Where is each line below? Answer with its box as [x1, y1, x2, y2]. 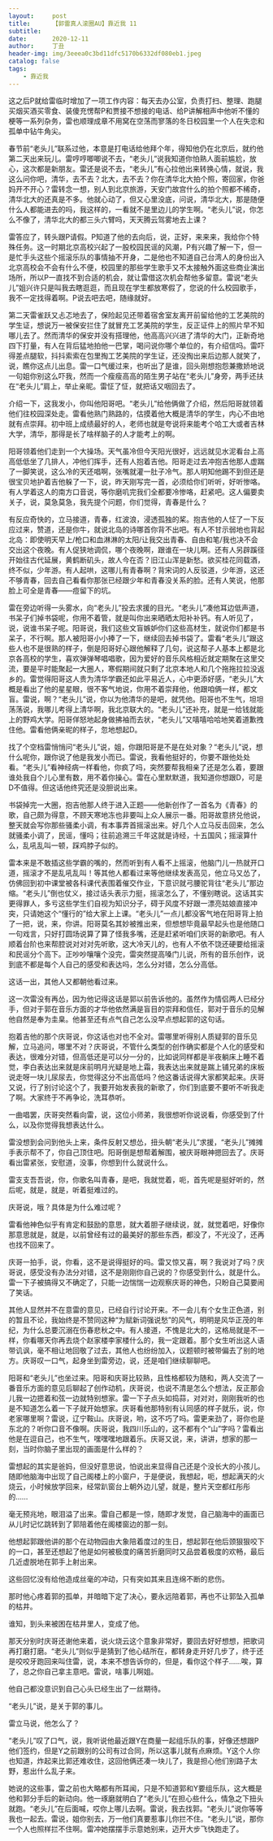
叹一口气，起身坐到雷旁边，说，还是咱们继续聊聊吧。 [36, 1355, 215, 1366]
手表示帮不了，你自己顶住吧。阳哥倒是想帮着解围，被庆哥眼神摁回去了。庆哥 [8, 1147, 265, 1157]
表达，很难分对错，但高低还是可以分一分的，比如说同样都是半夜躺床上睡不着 [8, 1052, 265, 1062]
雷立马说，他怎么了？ [8, 1718, 80, 1728]
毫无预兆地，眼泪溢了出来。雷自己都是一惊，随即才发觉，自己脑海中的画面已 [8, 1509, 265, 1518]
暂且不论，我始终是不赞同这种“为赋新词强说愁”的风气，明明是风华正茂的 [15, 1314, 258, 1325]
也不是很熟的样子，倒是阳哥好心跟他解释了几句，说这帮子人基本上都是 [22, 643, 258, 653]
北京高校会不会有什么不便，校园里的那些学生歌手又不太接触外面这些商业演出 [8, 262, 265, 272]
